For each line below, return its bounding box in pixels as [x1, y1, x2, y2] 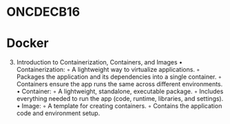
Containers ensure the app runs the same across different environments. [16, 80, 223, 88]
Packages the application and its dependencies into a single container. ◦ [16, 73, 222, 81]
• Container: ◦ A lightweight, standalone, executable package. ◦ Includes [16, 87, 224, 96]
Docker [6, 36, 49, 51]
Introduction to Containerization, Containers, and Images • [16, 58, 183, 66]
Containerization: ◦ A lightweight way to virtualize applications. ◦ [16, 66, 200, 74]
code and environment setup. [16, 109, 101, 117]
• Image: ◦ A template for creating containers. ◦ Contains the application [16, 102, 222, 110]
